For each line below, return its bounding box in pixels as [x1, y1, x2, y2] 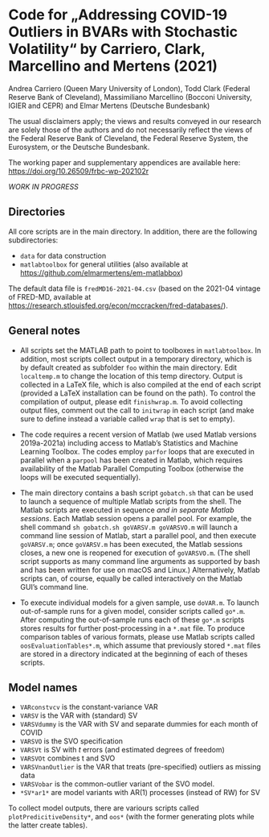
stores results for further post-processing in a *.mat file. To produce [19, 623, 246, 633]
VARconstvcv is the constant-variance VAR [19, 702, 158, 712]
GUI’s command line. [19, 582, 89, 591]
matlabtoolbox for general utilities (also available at [19, 259, 189, 269]
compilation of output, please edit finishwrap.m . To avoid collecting [19, 396, 243, 406]
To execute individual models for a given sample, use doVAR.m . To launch [19, 598, 259, 607]
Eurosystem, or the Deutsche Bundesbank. [8, 142, 150, 151]
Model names [8, 681, 78, 694]
